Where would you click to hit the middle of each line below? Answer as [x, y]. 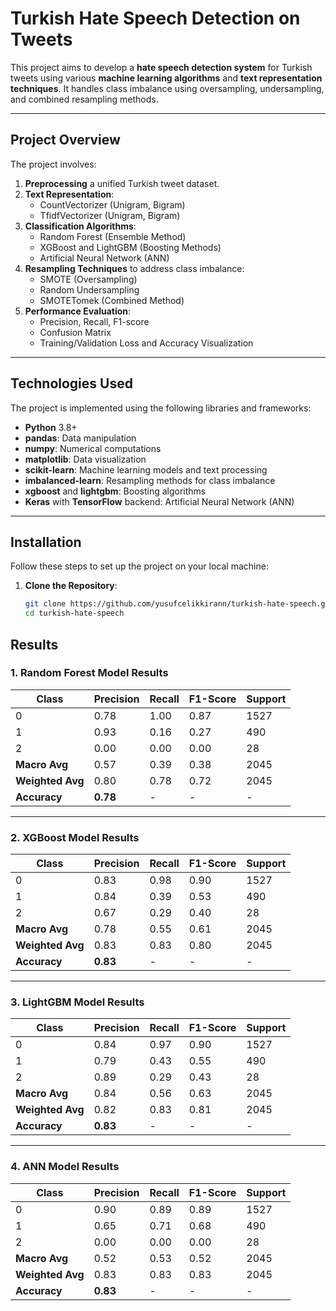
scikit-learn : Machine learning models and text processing [146, 469]
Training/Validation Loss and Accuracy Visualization [146, 343]
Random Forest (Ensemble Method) [113, 236]
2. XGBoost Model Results [75, 837]
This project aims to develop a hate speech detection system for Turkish [161, 67]
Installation [46, 542]
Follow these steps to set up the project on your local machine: [139, 566]
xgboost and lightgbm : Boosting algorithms [115, 491]
